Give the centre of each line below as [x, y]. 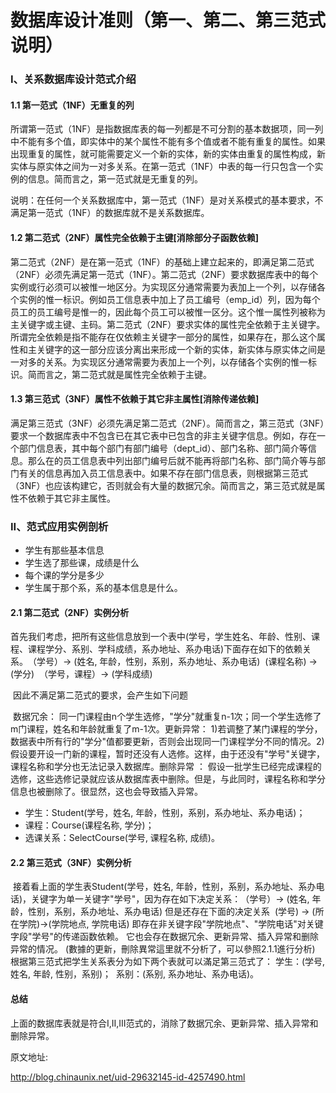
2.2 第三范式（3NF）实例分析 [71, 862]
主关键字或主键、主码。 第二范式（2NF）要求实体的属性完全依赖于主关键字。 [168, 324]
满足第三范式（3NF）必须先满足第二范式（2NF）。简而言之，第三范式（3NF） [167, 423]
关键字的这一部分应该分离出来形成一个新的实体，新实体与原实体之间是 [181, 349]
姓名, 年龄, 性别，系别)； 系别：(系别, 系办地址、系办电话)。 [135, 974]
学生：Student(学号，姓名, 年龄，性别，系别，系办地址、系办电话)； [165, 813]
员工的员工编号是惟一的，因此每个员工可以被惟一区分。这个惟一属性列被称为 [168, 312]
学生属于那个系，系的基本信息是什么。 [103, 588]
